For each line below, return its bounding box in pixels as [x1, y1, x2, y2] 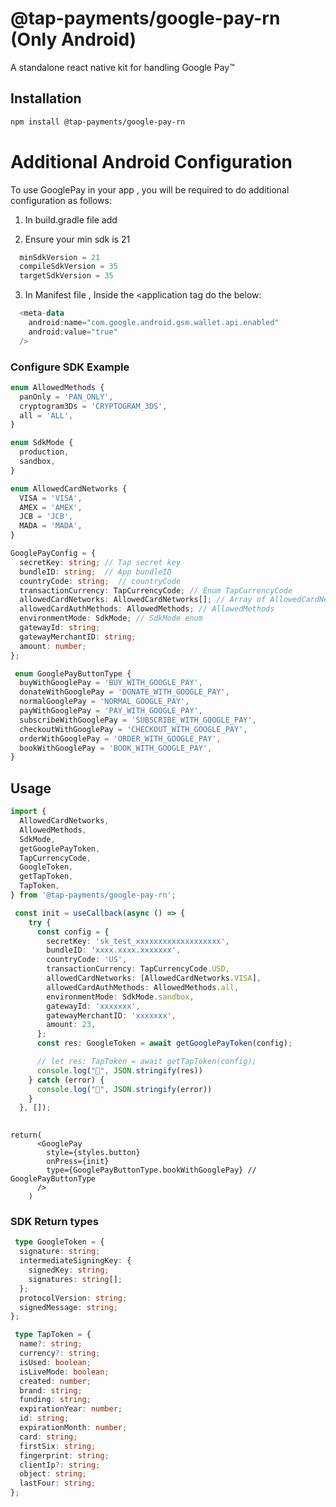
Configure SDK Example [10, 360, 130, 374]
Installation [10, 90, 82, 107]
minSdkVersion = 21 [19, 252, 101, 262]
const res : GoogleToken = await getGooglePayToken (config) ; [36, 1038, 293, 1049]
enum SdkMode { [10, 438, 74, 448]
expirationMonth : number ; [19, 1423, 128, 1433]
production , [19, 447, 70, 457]
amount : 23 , [46, 1020, 97, 1030]
